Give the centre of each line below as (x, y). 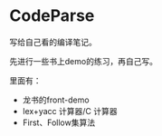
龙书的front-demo (56, 100)
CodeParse (52, 16)
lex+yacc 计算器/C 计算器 (70, 111)
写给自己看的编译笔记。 (53, 42)
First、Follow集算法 (59, 122)
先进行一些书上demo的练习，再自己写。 (84, 61)
